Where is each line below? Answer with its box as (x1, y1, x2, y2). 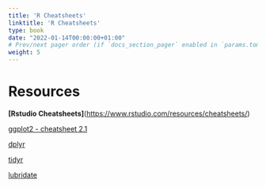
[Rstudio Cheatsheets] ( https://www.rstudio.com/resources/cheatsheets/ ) (8, 109, 251, 118)
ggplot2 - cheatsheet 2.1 (8, 124, 88, 133)
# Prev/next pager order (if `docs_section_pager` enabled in (8, 41, 218, 49)
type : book (8, 26, 44, 34)
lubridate (8, 170, 38, 179)
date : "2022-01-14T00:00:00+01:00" (8, 33, 126, 42)
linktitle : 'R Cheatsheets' (8, 19, 101, 27)
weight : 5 (8, 48, 41, 56)
